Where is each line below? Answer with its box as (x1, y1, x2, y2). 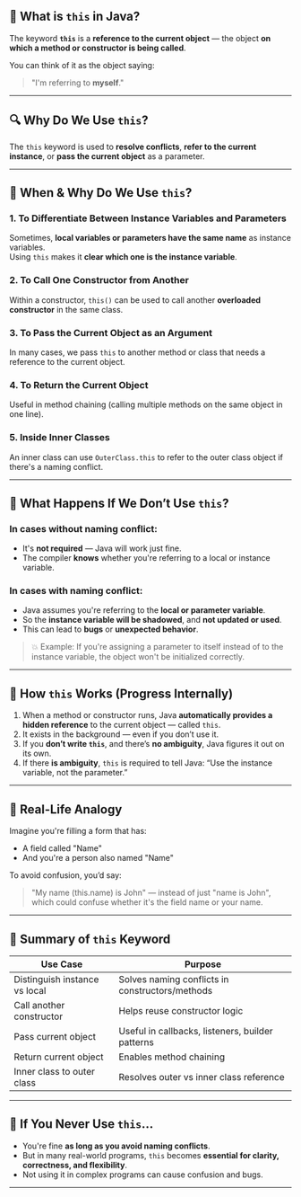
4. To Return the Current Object (9, 378, 149, 391)
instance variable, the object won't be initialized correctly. (30, 652, 245, 662)
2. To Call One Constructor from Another (9, 274, 190, 287)
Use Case (40, 958, 83, 971)
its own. (21, 748, 52, 759)
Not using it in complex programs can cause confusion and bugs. (21, 1169, 263, 1180)
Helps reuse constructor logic (118, 1004, 244, 1016)
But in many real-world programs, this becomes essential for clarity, (21, 1149, 279, 1160)
